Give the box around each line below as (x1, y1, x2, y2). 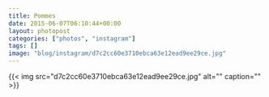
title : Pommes (8, 11, 57, 20)
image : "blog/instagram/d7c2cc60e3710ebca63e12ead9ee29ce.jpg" (8, 49, 227, 57)
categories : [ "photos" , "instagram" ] (8, 34, 136, 43)
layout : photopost (8, 27, 70, 35)
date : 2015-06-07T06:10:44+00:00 (8, 19, 122, 27)
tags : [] (8, 42, 38, 50)
